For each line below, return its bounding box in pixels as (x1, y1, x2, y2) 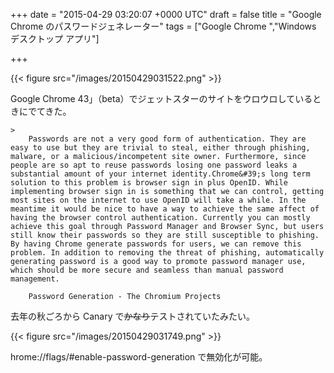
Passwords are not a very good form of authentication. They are (28, 134, 307, 144)
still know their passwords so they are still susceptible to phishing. (10, 230, 320, 240)
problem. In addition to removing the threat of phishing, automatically (10, 248, 325, 258)
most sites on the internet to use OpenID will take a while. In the (10, 195, 307, 205)
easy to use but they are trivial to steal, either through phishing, (10, 143, 311, 153)
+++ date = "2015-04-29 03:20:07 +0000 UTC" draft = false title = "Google (10, 9, 322, 20)
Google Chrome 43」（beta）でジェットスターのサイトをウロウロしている (10, 93, 313, 104)
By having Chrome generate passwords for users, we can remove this (10, 239, 302, 249)
